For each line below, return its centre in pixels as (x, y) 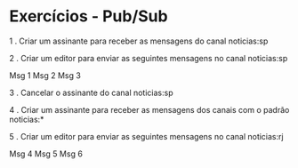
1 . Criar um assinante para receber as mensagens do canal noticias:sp (139, 41)
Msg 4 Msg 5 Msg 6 (46, 154)
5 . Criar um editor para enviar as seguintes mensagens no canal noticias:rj (146, 136)
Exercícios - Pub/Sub (89, 16)
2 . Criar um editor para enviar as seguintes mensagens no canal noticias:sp (149, 58)
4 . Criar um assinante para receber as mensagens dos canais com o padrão (149, 109)
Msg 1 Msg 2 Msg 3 (45, 75)
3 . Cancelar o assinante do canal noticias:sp (91, 92)
